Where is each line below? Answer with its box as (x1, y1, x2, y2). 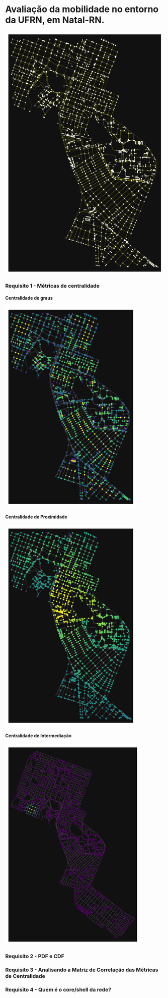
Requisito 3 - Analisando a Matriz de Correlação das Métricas (5, 966, 158, 973)
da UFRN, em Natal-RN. (5, 14, 105, 26)
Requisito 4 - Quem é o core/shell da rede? (5, 986, 112, 993)
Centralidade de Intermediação (5, 733, 72, 739)
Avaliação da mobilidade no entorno (5, 4, 159, 15)
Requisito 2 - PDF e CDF (5, 953, 64, 960)
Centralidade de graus (5, 295, 53, 301)
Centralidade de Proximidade (5, 514, 68, 520)
